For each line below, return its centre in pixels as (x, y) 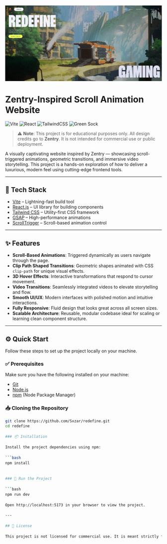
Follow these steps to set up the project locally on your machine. (71, 351)
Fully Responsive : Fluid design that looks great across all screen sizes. (85, 308)
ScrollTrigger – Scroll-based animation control (59, 223)
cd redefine (17, 426)
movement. (24, 282)
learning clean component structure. (50, 319)
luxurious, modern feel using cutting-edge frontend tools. (64, 169)
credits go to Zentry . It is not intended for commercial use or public (86, 139)
